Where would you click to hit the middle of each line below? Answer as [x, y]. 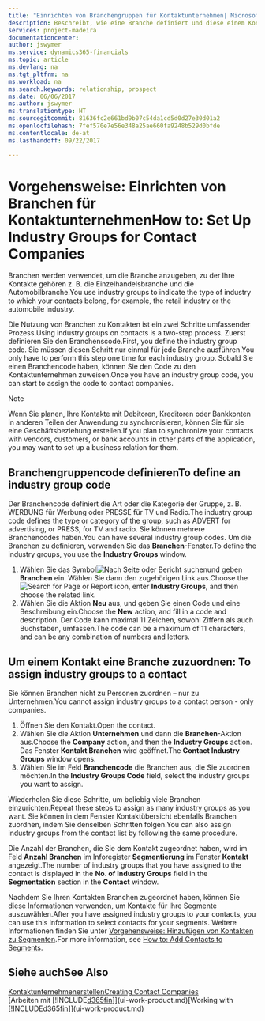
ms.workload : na [35, 81]
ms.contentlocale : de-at [49, 133]
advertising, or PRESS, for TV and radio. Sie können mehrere [106, 529]
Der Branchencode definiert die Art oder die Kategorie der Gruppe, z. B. [125, 504]
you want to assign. [51, 785]
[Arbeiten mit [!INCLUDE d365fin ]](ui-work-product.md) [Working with [121, 1000]
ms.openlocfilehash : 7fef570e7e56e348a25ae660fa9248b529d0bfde [114, 126]
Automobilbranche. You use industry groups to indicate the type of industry [130, 293]
